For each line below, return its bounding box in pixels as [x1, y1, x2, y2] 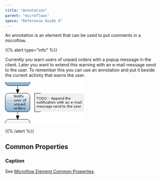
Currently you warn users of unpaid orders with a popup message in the [5, 57, 152, 62]
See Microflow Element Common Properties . [5, 169, 95, 175]
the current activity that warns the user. [5, 72, 85, 78]
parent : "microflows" [5, 13, 50, 18]
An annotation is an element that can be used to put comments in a [5, 32, 141, 38]
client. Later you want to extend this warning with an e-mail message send [5, 62, 156, 68]
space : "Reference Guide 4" [5, 18, 63, 23]
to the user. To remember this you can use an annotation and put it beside [5, 67, 155, 73]
